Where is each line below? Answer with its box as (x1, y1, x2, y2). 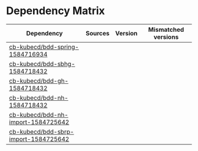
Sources (85, 29, 110, 37)
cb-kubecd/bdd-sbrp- (9, 127, 74, 136)
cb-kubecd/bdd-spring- (9, 42, 80, 51)
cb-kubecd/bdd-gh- (9, 77, 69, 85)
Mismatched (148, 25, 184, 34)
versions (153, 32, 179, 41)
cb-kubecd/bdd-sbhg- (9, 60, 75, 68)
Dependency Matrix (6, 4, 105, 18)
